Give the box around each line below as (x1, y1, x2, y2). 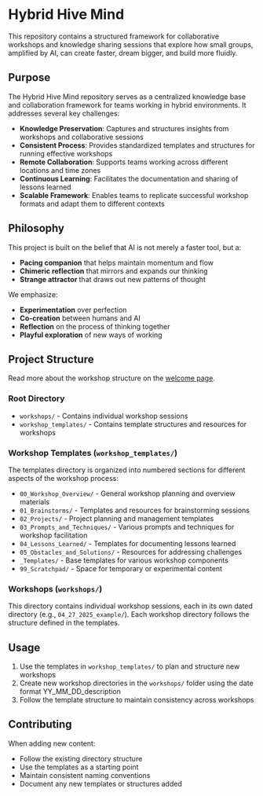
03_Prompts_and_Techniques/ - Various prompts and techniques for (19, 522, 235, 531)
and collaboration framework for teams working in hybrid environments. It (8, 100, 247, 109)
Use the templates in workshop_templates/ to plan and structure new (19, 662, 240, 671)
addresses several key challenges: (8, 108, 120, 118)
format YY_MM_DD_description (19, 687, 122, 696)
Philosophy (8, 222, 65, 235)
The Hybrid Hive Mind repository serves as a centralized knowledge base (8, 92, 246, 101)
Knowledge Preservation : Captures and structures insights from (19, 123, 229, 133)
